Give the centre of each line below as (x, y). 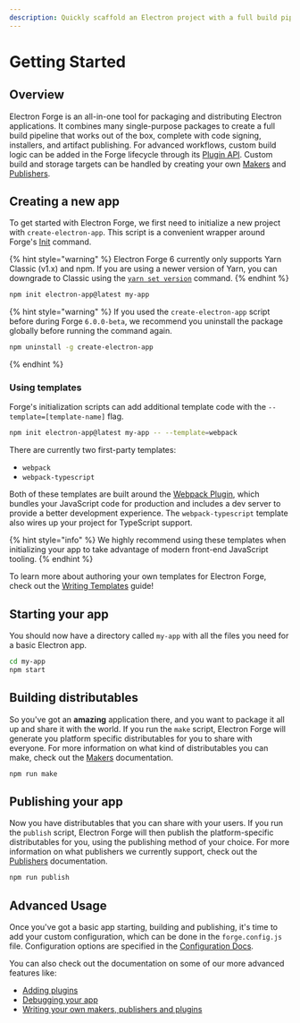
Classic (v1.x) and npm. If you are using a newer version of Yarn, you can (143, 269)
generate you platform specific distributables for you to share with (131, 738)
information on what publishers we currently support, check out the (133, 852)
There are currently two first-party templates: (93, 450)
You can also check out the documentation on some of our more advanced (147, 964)
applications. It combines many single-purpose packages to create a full (142, 125)
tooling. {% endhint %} (51, 559)
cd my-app (28, 662)
